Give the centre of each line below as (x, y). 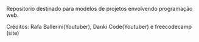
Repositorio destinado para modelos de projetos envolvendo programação (100, 9)
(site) (13, 33)
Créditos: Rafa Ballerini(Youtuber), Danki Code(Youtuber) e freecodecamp (99, 27)
